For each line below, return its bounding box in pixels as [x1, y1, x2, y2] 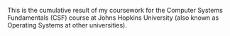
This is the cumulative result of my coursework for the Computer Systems [7, 6, 224, 14]
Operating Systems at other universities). [7, 21, 128, 29]
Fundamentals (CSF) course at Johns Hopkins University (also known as [7, 13, 219, 22]
